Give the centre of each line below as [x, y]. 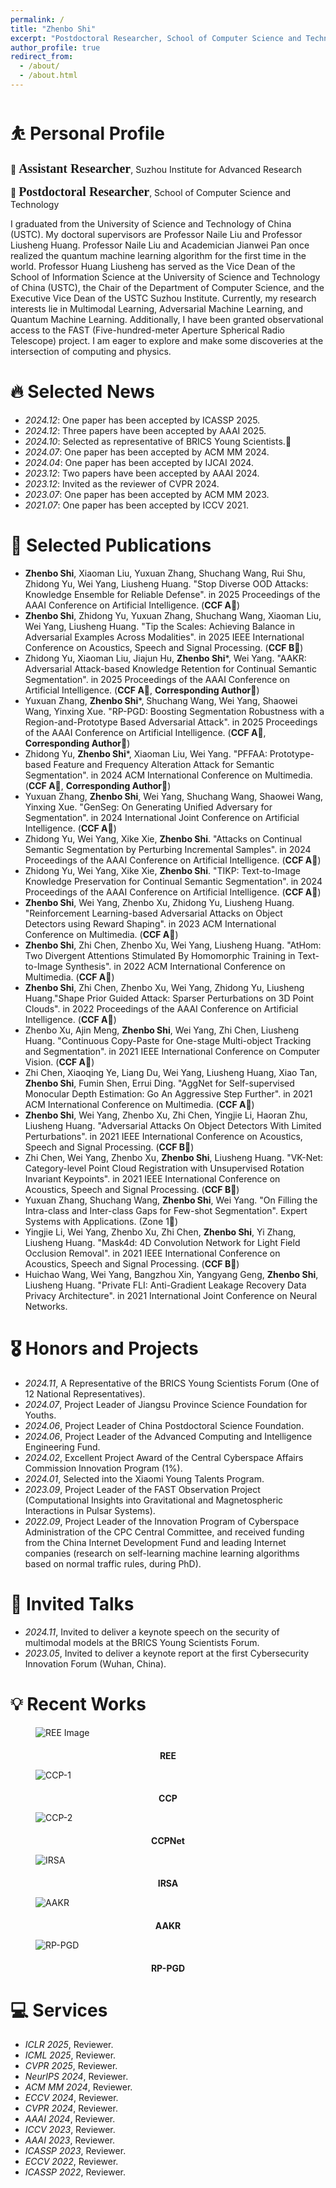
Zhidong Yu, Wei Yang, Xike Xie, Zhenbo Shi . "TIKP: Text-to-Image [162, 870]
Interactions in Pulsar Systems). [90, 1510]
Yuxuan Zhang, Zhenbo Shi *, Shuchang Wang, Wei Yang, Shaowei [161, 700]
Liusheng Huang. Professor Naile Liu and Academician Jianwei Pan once [160, 245]
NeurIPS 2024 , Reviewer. [76, 2077]
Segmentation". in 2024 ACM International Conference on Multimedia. [168, 775]
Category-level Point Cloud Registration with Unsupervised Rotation [164, 1168]
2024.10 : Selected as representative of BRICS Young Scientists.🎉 [158, 441]
